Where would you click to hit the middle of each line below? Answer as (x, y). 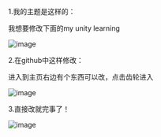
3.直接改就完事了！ (39, 109)
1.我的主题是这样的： (42, 11)
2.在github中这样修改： (46, 60)
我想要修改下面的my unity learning (64, 28)
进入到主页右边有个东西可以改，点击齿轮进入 (81, 77)
